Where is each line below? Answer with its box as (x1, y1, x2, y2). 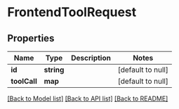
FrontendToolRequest (7, 4, 137, 20)
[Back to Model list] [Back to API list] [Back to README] (7, 94, 168, 103)
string (44, 65, 65, 75)
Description (71, 53, 111, 63)
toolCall (11, 77, 37, 86)
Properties (7, 32, 55, 44)
